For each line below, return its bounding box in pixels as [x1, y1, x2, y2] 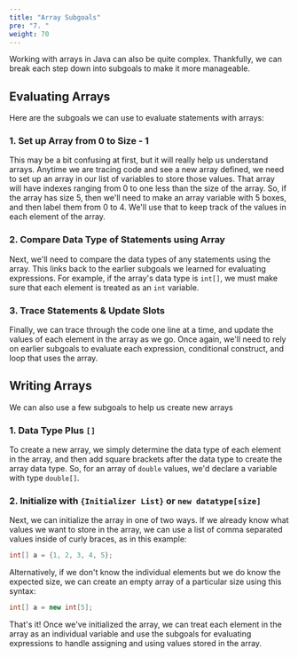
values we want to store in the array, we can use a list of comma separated [9, 525, 283, 535]
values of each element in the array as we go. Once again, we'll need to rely [9, 334, 286, 344]
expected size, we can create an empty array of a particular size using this [9, 576, 282, 587]
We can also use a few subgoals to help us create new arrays [9, 401, 233, 413]
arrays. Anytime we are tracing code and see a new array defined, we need [9, 164, 285, 175]
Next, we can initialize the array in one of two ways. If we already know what [9, 515, 289, 526]
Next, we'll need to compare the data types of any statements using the [9, 254, 271, 265]
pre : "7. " [9, 21, 50, 30]
